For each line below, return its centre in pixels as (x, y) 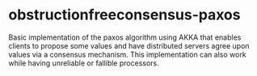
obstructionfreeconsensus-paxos (124, 15)
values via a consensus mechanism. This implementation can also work (127, 54)
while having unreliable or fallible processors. (84, 63)
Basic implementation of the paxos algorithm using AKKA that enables (125, 37)
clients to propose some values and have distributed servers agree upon (129, 45)
